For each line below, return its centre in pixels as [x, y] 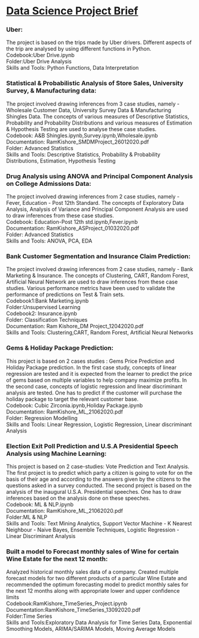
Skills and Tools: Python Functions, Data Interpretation [72, 68]
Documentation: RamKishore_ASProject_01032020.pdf [73, 228]
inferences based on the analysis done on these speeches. [78, 498]
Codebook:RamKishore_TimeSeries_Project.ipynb [67, 603]
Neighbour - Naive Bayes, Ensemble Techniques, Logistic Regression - [93, 530]
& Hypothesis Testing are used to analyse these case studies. [81, 129]
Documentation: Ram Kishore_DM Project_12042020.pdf [75, 326]
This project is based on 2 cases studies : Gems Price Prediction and [90, 361]
